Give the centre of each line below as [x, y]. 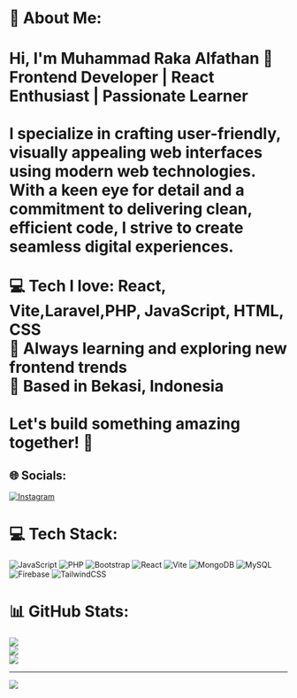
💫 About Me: [56, 18]
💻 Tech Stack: [64, 534]
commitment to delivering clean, [131, 209]
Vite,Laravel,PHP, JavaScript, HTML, [147, 311]
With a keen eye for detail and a [127, 190]
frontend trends [69, 368]
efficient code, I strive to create [126, 228]
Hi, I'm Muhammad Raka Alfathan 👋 [141, 59]
